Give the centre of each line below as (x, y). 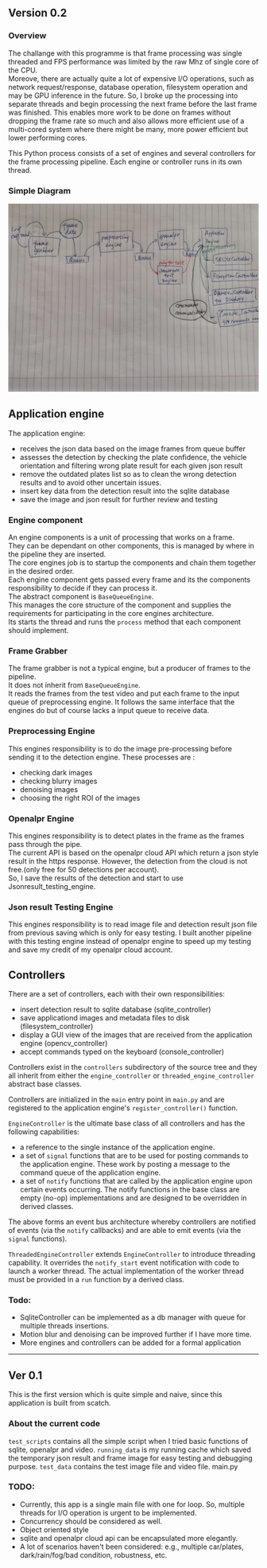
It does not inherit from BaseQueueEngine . (74, 685)
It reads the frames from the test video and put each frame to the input (124, 694)
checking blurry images (58, 781)
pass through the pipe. (45, 844)
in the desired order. (41, 571)
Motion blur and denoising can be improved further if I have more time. (135, 1334)
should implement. (39, 630)
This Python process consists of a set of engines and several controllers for (132, 153)
